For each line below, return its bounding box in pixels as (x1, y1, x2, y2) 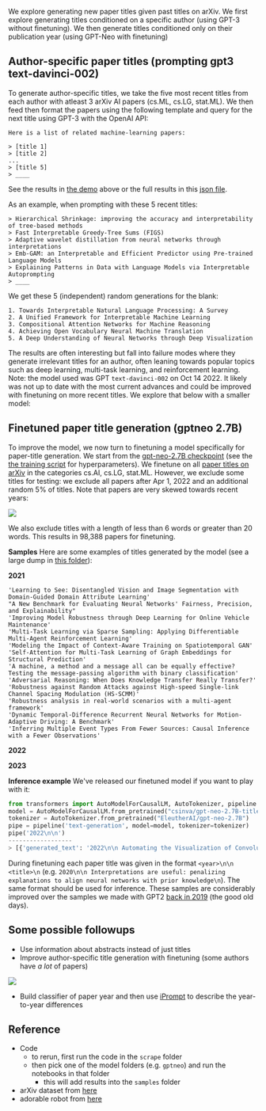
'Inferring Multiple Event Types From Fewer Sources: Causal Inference (8, 725, 249, 732)
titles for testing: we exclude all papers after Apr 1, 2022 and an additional (8, 476, 249, 485)
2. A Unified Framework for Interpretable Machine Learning (8, 313, 211, 322)
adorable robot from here (19, 1094, 103, 1104)
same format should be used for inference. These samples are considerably (8, 883, 256, 893)
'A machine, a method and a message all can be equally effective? (8, 662, 236, 670)
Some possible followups (8, 923, 135, 937)
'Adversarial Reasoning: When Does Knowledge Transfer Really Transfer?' (8, 676, 257, 684)
